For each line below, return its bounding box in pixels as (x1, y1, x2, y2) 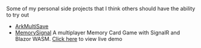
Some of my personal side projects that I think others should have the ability (6, 5, 196, 12)
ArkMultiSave (14, 23, 49, 30)
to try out (6, 11, 29, 18)
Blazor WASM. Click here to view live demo (14, 36, 123, 42)
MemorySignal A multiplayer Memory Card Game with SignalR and (14, 29, 180, 36)
